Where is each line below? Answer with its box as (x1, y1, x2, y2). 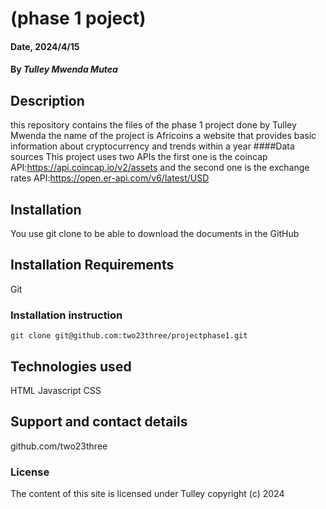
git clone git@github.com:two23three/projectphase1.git (10, 331, 248, 341)
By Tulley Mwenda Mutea (10, 63, 118, 76)
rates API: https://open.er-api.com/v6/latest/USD (10, 172, 210, 184)
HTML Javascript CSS (10, 384, 102, 396)
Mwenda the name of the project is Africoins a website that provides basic (10, 130, 317, 142)
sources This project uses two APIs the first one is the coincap (10, 151, 268, 163)
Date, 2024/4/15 (10, 40, 80, 52)
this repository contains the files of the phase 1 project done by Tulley (10, 119, 297, 131)
